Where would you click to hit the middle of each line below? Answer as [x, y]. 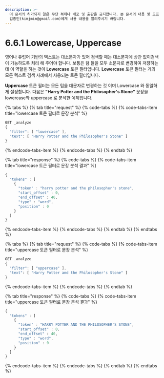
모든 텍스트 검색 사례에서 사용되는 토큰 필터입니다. [53, 75]
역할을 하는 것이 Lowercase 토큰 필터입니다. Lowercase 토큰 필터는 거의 [85, 69]
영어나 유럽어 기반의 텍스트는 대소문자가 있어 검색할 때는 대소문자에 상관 [73, 57]
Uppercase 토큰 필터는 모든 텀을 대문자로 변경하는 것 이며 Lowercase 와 [75, 85]
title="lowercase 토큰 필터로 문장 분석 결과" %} [51, 165]
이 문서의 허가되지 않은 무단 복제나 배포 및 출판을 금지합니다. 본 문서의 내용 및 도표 [84, 14]
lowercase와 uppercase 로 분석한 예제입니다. [49, 98]
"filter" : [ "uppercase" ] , [38, 268]
